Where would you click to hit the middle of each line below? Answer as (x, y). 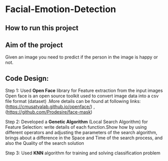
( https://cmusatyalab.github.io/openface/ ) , (50, 106)
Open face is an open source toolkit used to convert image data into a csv (82, 96)
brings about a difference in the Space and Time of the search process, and (84, 138)
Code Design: (27, 78)
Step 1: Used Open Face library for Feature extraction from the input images (84, 91)
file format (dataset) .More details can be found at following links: (73, 101)
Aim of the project (34, 45)
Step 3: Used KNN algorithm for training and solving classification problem (83, 153)
